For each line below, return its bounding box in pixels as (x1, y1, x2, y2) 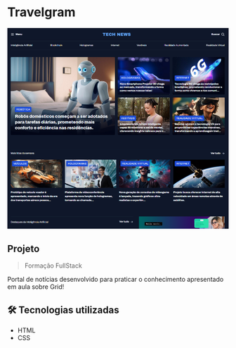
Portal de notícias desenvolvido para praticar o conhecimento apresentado (7, 275, 224, 284)
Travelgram (7, 4, 76, 20)
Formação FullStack (24, 261, 82, 270)
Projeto (7, 242, 40, 254)
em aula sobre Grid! (7, 282, 65, 291)
